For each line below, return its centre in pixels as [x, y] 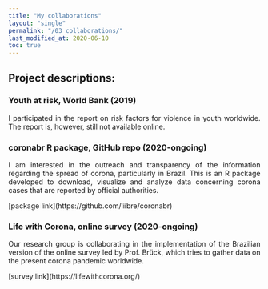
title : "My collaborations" [55, 16]
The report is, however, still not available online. [87, 126]
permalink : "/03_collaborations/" [66, 30]
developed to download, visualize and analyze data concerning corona [134, 182]
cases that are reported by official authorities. [83, 191]
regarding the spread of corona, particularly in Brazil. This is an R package [134, 174]
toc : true [25, 46]
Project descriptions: [62, 78]
